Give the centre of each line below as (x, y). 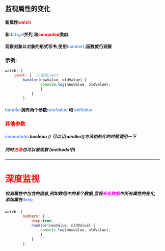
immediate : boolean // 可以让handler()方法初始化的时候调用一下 (71, 136)
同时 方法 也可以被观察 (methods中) (40, 150)
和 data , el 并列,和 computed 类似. (37, 34)
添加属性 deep (19, 200)
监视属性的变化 (28, 9)
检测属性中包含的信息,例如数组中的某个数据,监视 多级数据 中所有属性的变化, (81, 194)
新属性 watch (18, 22)
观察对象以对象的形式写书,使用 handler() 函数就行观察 (58, 47)
